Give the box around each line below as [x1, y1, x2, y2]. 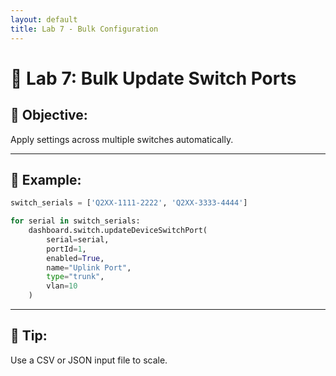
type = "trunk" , [46, 272, 105, 282]
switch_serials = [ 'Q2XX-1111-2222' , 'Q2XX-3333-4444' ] [10, 198, 248, 208]
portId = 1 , [46, 244, 87, 254]
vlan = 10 [46, 281, 78, 291]
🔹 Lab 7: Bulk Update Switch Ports [10, 67, 297, 90]
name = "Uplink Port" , [46, 262, 132, 273]
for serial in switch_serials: [10, 216, 141, 226]
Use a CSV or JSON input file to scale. [10, 354, 168, 366]
